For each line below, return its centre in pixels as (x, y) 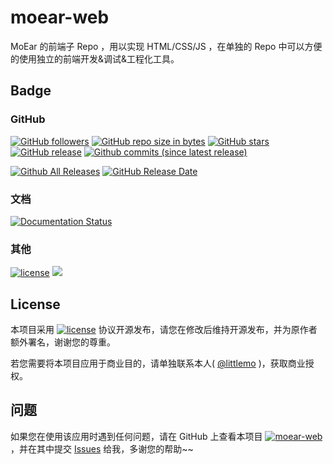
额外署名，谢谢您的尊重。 (63, 342)
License (35, 304)
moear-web (60, 17)
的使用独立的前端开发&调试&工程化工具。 (95, 58)
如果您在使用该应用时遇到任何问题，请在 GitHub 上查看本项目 (136, 436)
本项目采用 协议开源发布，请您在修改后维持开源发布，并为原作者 (164, 330)
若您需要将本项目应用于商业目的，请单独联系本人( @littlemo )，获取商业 (158, 363)
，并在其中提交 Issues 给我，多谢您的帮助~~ (102, 448)
